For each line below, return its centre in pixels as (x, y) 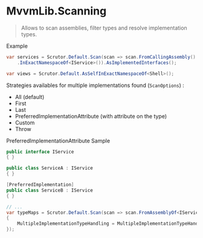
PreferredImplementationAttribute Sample (58, 141)
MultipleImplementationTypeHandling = (66, 224)
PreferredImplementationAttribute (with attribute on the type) (91, 116)
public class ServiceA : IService (50, 168)
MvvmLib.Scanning (56, 11)
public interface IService (40, 152)
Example (17, 46)
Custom (25, 123)
